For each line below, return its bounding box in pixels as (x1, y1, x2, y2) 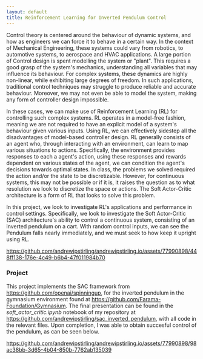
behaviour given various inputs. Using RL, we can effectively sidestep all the (6, 127, 197, 134)
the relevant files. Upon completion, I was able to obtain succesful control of (6, 321, 197, 329)
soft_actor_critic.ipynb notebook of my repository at (6, 308, 136, 316)
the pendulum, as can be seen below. (6, 327, 100, 335)
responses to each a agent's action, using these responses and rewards (6, 152, 187, 160)
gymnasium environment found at (6, 295, 91, 303)
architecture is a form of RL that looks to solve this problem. (6, 191, 156, 199)
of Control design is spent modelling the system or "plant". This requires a (6, 57, 191, 64)
